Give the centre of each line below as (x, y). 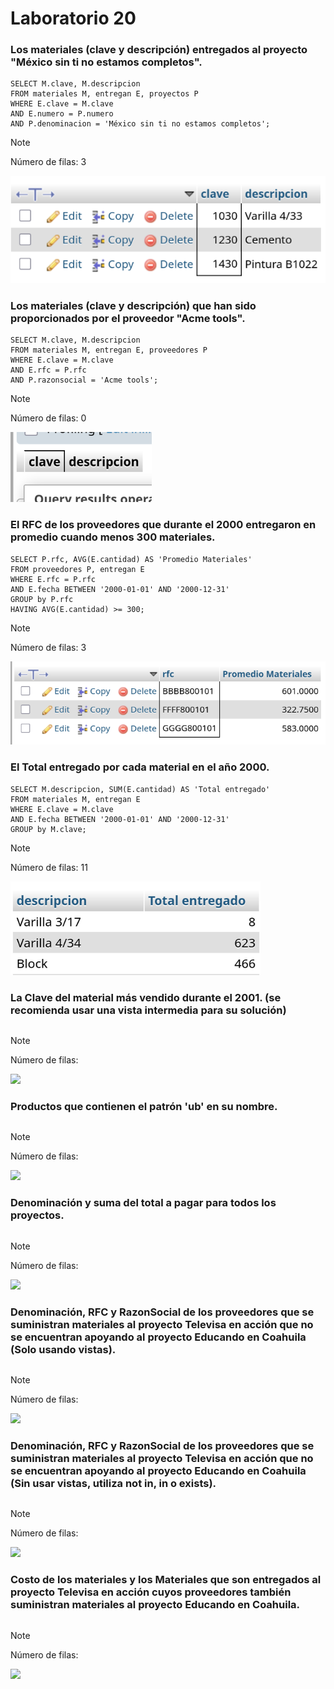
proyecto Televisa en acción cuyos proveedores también (151, 1592)
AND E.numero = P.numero (62, 114)
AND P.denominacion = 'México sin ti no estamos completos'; (140, 124)
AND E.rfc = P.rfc (48, 370)
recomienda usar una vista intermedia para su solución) (148, 1010)
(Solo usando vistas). (63, 1349)
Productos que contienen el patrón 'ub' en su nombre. (144, 1106)
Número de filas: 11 (49, 867)
